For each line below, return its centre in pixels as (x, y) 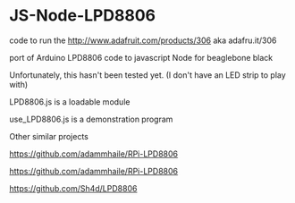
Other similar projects (49, 136)
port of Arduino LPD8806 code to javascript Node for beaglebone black (141, 57)
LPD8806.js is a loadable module (70, 101)
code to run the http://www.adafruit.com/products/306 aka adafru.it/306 (143, 40)
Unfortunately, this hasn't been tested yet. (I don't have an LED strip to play (147, 75)
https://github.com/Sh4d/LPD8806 (73, 188)
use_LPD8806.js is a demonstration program (91, 119)
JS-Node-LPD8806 (83, 16)
